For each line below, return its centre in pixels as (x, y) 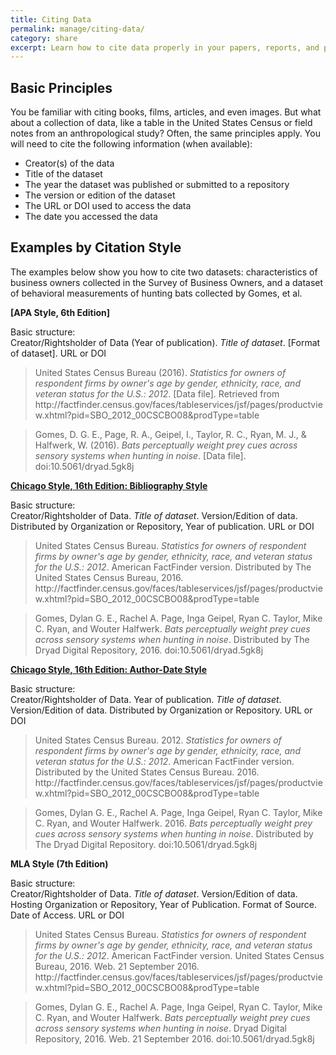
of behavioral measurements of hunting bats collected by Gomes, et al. (156, 293)
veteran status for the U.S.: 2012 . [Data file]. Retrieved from (157, 393)
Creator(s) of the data (69, 163)
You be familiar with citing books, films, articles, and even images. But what (166, 112)
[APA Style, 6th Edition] (60, 312)
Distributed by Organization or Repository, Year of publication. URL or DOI (162, 526)
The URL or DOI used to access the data (108, 206)
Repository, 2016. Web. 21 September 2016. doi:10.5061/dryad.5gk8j (174, 1038)
